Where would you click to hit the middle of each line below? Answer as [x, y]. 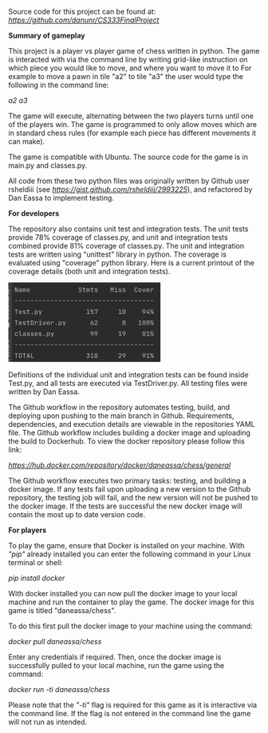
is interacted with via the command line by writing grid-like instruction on [128, 60]
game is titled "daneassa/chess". [62, 610]
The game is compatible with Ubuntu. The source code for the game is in [128, 157]
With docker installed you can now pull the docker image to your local [123, 594]
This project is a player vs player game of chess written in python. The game [134, 51]
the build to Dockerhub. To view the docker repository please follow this [126, 441]
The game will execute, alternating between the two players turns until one [131, 116]
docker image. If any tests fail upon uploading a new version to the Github [130, 489]
